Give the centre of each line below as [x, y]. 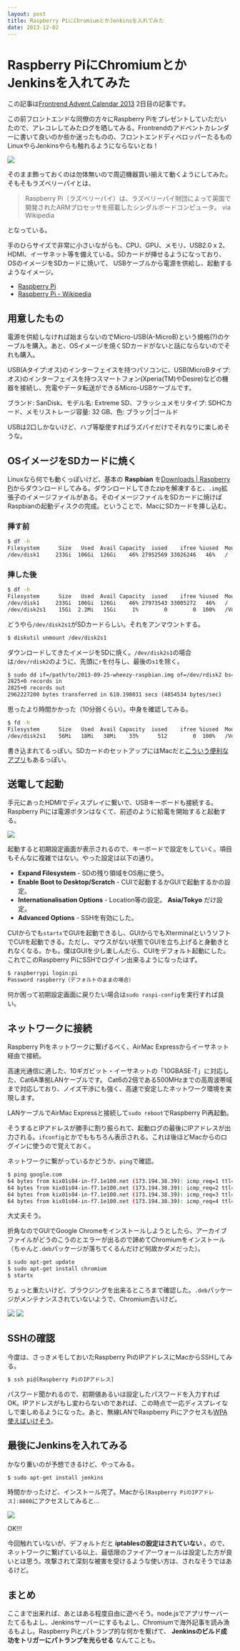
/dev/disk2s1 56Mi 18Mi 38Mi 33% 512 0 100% [111, 736]
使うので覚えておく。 [63, 1146]
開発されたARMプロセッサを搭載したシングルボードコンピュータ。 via [127, 207]
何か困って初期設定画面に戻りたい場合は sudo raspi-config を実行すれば [113, 994]
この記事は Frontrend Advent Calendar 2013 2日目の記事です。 [99, 104]
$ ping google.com [35, 1175]
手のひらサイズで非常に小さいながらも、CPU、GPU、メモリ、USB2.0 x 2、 [118, 245]
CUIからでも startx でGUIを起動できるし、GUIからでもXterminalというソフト [119, 933]
